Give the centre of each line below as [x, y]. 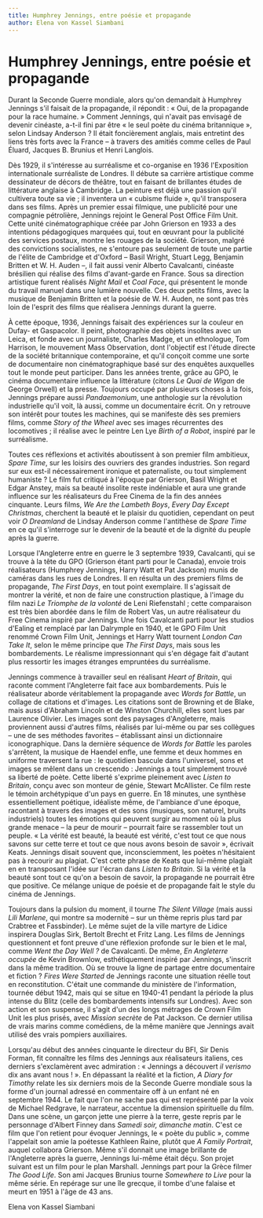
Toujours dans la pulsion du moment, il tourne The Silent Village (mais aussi [130, 909]
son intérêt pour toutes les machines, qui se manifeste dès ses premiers [124, 414]
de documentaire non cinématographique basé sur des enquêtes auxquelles [131, 364]
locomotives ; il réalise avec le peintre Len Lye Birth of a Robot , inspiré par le [132, 431]
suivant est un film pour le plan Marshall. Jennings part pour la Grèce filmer [130, 1167]
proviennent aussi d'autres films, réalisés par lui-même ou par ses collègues [131, 727]
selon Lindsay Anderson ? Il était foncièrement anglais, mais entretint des [126, 134]
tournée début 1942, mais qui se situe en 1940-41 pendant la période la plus [131, 993]
